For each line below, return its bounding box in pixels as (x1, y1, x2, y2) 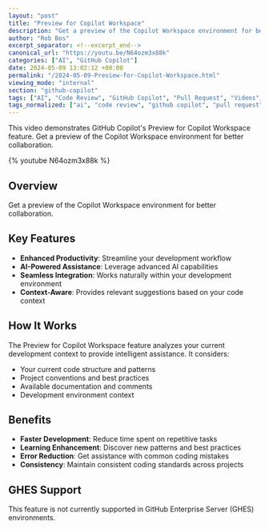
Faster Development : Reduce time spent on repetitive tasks (19, 434, 218, 444)
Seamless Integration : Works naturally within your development (19, 270, 232, 280)
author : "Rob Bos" (8, 34, 70, 42)
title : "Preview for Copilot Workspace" (8, 19, 146, 27)
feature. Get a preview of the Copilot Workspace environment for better (8, 131, 244, 141)
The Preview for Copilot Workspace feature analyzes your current (8, 340, 226, 349)
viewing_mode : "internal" (8, 79, 94, 87)
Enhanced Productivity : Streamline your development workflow (19, 253, 232, 263)
